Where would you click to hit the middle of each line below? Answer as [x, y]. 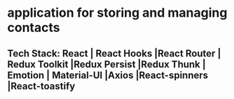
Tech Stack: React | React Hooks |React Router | [114, 53]
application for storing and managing [117, 13]
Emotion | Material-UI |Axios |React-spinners [108, 75]
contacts [34, 28]
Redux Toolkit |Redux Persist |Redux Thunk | [107, 64]
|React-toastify [41, 86]
